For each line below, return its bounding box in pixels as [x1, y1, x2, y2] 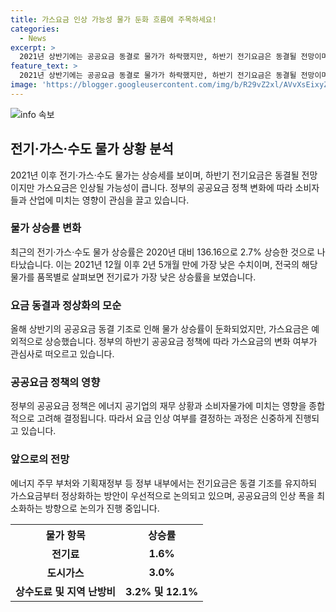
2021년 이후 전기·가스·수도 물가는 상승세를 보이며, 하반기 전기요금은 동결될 [10, 169, 300, 181]
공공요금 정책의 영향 [10, 376, 101, 390]
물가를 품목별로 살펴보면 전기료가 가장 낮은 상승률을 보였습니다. [10, 271, 257, 283]
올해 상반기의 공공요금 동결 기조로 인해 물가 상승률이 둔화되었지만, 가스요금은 [10, 323, 310, 335]
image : [10, 80, 38, 90]
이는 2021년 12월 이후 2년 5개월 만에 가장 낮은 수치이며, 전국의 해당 [55, 258, 318, 270]
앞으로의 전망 [10, 452, 70, 466]
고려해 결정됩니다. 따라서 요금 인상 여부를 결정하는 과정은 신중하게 [36, 412, 293, 425]
